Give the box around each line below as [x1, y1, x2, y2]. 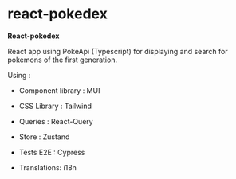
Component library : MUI [18, 85, 100, 95]
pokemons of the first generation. [7, 55, 117, 64]
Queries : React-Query [18, 116, 93, 126]
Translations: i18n [18, 162, 77, 172]
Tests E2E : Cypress [18, 147, 85, 157]
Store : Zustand [18, 132, 70, 142]
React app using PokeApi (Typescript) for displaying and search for [7, 46, 228, 56]
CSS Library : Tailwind [18, 101, 92, 111]
